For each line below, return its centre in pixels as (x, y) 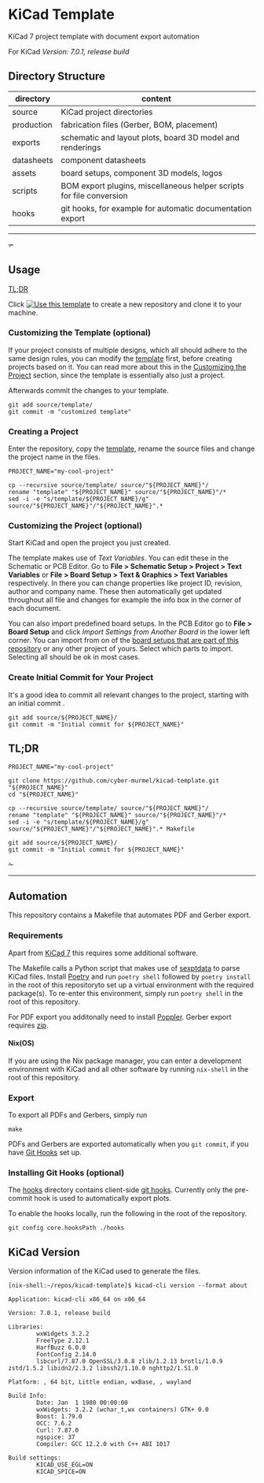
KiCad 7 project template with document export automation (104, 36)
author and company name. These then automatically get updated (115, 592)
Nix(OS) (22, 1043)
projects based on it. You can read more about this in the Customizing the (127, 366)
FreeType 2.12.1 (63, 1341)
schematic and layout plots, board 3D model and (150, 137)
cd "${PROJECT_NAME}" (44, 794)
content (156, 98)
